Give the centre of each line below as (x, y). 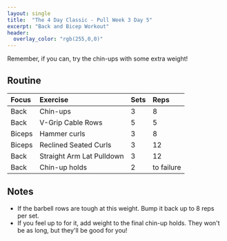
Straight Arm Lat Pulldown (82, 156)
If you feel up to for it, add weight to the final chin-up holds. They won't (118, 223)
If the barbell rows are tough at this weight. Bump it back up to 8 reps (116, 208)
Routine (24, 80)
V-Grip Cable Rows (71, 123)
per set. (28, 216)
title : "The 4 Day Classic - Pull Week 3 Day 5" (80, 20)
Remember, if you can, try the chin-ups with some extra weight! (98, 59)
